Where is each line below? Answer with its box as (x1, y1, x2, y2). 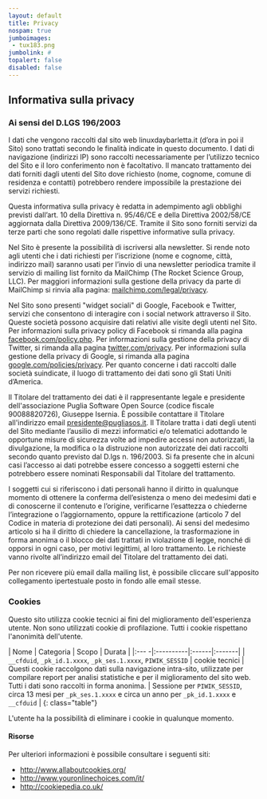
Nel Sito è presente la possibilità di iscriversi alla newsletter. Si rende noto (8, 243, 250, 252)
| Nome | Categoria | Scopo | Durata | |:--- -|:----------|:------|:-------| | (8, 646, 245, 656)
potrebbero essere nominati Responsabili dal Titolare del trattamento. (8, 469, 236, 479)
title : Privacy (8, 19, 59, 27)
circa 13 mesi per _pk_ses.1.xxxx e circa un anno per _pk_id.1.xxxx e (8, 689, 237, 699)
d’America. (8, 377, 44, 387)
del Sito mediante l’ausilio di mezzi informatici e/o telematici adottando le (8, 427, 247, 436)
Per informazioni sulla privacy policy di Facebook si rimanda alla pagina (8, 326, 243, 336)
